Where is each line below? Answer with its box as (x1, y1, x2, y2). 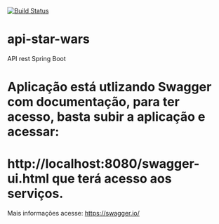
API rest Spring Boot (7, 54, 67, 62)
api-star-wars (7, 32, 90, 47)
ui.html (7, 171, 50, 187)
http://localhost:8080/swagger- (7, 156, 200, 172)
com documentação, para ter (7, 94, 180, 110)
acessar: (7, 124, 60, 140)
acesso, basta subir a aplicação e (7, 109, 206, 125)
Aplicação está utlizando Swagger (7, 79, 212, 95)
